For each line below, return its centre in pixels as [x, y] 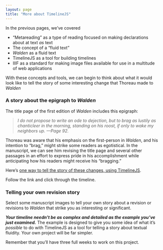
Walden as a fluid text [34, 53]
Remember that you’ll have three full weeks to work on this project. [73, 242]
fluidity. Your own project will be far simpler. [49, 233]
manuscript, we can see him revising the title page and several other [74, 150]
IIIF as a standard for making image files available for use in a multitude [83, 63]
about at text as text [33, 42]
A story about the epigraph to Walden [51, 100]
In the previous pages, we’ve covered [43, 28]
